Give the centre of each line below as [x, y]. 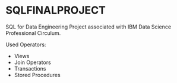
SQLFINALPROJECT [56, 10]
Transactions [30, 68]
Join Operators [32, 62]
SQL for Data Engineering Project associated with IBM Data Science [88, 27]
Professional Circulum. [33, 33]
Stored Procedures [37, 75]
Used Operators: [26, 44]
